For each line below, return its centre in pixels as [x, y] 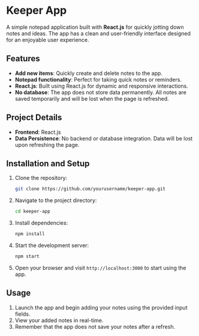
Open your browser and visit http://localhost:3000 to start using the [100, 268]
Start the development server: [52, 245]
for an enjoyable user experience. [48, 40]
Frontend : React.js [38, 132]
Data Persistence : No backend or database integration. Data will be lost [104, 138]
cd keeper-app [32, 211]
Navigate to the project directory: [56, 200]
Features [23, 58]
